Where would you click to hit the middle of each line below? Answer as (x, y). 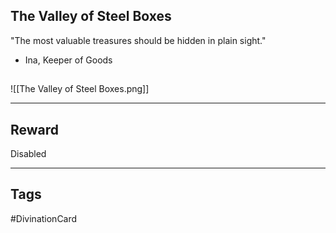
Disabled (28, 154)
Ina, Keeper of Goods (68, 60)
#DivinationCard (44, 218)
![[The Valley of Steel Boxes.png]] (80, 89)
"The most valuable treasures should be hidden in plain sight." (138, 40)
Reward (35, 129)
